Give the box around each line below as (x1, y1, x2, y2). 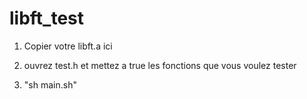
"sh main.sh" (23, 78, 77, 91)
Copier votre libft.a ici (23, 40, 113, 52)
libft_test (9, 7, 85, 30)
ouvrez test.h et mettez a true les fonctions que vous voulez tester (23, 59, 297, 71)
